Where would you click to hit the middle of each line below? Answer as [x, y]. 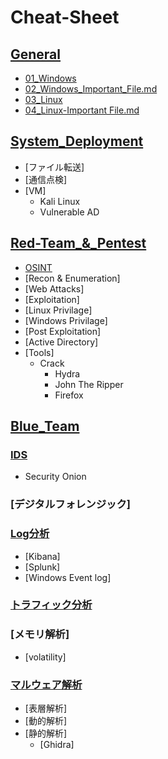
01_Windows [50, 78]
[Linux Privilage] [58, 310]
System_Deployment [77, 141]
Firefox [69, 395]
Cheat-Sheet [65, 17]
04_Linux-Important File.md [82, 110]
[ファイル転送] [54, 167]
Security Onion [55, 477]
